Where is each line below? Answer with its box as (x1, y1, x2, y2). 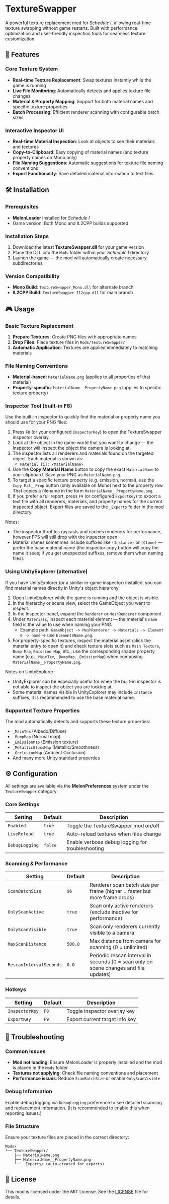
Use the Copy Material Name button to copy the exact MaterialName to (12, 466, 159, 472)
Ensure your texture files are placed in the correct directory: (5, 1134, 129, 1141)
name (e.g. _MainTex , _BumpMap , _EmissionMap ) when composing (12, 653, 143, 660)
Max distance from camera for (90, 938, 161, 945)
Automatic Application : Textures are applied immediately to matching (12, 344, 158, 350)
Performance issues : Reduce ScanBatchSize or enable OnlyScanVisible (12, 1076, 160, 1082)
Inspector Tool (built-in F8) (5, 402, 72, 409)
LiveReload (8, 831, 34, 837)
